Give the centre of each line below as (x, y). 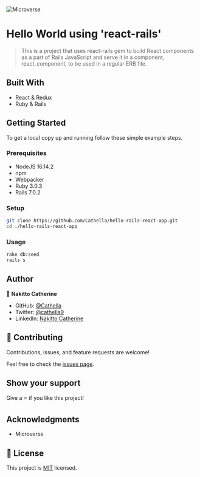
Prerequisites (26, 153)
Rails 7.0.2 (28, 192)
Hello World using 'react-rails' (84, 34)
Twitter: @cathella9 (40, 312)
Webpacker (29, 179)
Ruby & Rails (31, 104)
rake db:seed (23, 255)
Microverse (29, 434)
